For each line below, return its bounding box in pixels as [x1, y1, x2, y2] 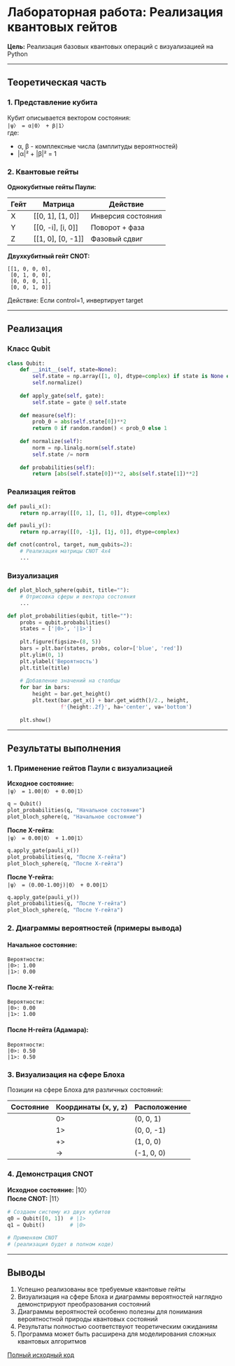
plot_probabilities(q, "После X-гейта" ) [7, 853, 127, 860]
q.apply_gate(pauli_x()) [7, 846, 80, 854]
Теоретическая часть [7, 76, 107, 88]
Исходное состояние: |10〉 [7, 1186, 91, 1194]
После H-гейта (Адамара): [7, 1026, 89, 1034]
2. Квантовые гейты [7, 167, 79, 176]
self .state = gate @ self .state [32, 398, 127, 406]
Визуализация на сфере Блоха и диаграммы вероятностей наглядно [17, 1292, 222, 1301]
